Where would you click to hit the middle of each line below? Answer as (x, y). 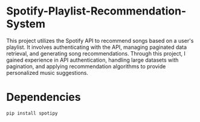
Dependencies (44, 97)
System (26, 24)
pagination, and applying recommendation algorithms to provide (86, 66)
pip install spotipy (32, 113)
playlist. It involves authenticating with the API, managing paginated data (97, 47)
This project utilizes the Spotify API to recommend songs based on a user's (100, 40)
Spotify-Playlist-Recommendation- (96, 11)
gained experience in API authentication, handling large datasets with (92, 60)
